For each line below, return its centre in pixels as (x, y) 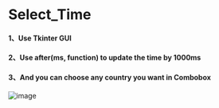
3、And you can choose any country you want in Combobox (109, 77)
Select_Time (50, 15)
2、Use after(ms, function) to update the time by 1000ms (105, 58)
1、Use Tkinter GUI (40, 38)
